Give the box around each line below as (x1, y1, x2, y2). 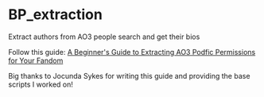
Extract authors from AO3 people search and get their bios (8, 32, 200, 41)
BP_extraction (8, 6, 103, 24)
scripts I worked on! (8, 80, 74, 89)
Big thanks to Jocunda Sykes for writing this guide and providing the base (8, 71, 250, 80)
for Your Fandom (8, 56, 64, 65)
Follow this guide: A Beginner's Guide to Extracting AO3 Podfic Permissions (8, 47, 256, 56)
